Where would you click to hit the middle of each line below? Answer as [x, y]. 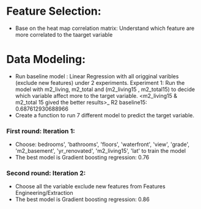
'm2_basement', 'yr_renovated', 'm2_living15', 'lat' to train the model [100, 151]
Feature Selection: [54, 11]
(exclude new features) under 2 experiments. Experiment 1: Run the [100, 82]
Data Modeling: [46, 60]
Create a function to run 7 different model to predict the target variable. [104, 115]
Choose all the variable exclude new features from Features [90, 186]
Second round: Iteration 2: [46, 174]
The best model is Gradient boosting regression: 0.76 [82, 158]
